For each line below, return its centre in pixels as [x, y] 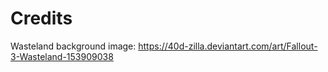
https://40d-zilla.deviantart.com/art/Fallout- [228, 46]
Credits [41, 18]
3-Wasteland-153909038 [62, 56]
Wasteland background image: [73, 46]
